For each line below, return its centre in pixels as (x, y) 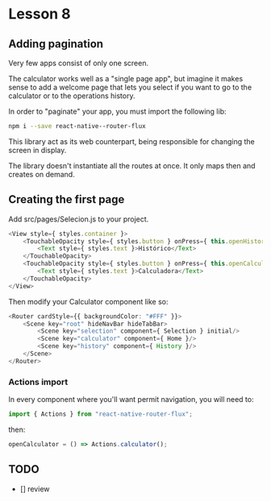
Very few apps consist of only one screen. (79, 63)
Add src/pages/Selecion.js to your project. (79, 219)
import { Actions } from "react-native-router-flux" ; (101, 414)
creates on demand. (42, 174)
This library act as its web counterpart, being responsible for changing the (132, 141)
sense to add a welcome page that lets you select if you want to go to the (130, 87)
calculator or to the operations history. (72, 96)
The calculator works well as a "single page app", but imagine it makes (126, 79)
